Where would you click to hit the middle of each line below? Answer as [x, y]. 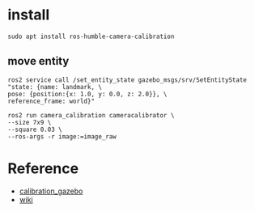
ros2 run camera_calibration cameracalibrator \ [91, 115]
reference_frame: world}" [51, 101]
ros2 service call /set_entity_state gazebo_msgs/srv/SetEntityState [127, 80]
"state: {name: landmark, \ [55, 87]
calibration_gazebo [51, 191]
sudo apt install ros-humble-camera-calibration [91, 36]
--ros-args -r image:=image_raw [62, 136]
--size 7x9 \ [30, 122]
